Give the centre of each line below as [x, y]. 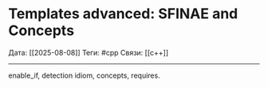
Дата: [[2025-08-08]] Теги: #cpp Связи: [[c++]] [89, 52]
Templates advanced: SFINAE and [123, 14]
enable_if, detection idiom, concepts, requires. [85, 75]
